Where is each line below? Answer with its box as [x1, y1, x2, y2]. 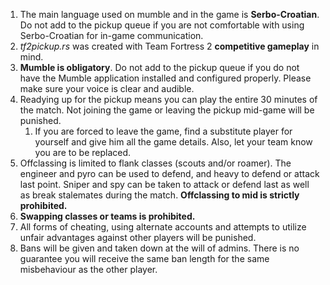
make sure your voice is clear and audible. [19, 83, 195, 94]
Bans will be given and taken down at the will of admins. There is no [19, 242, 300, 254]
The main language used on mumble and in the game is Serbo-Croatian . [19, 9, 320, 20]
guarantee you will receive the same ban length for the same [19, 253, 270, 264]
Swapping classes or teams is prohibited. [19, 210, 196, 222]
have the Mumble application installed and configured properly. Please [19, 72, 312, 84]
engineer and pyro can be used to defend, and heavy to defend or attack [19, 168, 320, 179]
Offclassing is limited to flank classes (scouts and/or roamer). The [19, 157, 292, 169]
